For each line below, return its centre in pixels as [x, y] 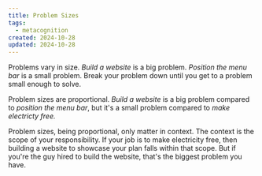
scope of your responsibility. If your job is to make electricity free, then [123, 140]
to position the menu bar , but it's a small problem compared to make [119, 108]
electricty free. [32, 116]
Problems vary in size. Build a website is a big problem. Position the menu [128, 67]
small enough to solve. [44, 84]
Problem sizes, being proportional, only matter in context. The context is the [131, 132]
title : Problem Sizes [44, 15]
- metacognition [42, 30]
